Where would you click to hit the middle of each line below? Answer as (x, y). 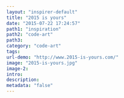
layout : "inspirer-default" (42, 12)
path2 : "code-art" (30, 35)
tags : (13, 52)
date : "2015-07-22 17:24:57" (43, 23)
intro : (15, 74)
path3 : (15, 40)
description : (23, 80)
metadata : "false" (30, 86)
